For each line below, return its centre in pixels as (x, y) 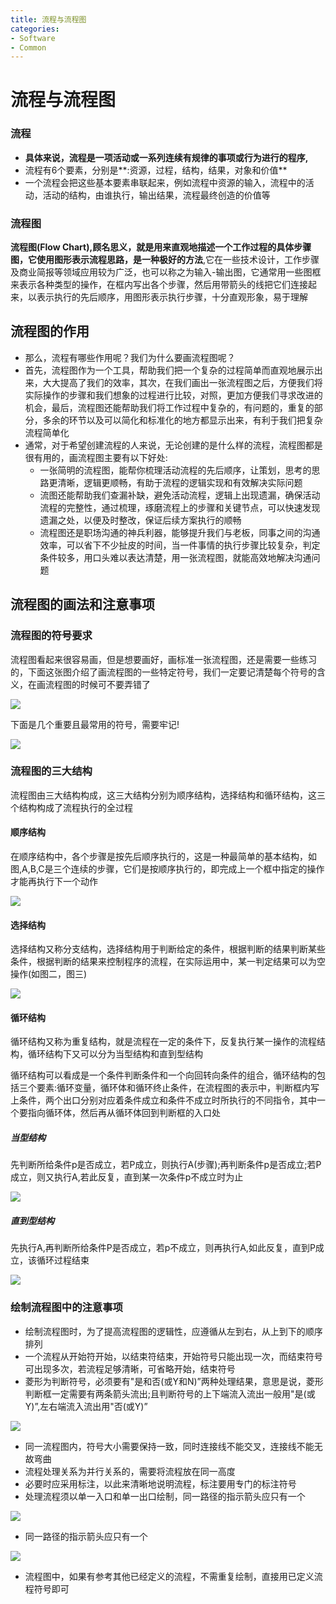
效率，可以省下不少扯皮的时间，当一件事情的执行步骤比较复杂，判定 (180, 545)
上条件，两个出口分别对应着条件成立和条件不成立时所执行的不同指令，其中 (163, 1100)
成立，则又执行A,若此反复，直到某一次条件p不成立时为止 (127, 1177)
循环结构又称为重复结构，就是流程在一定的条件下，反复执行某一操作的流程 (163, 1042)
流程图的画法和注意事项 (82, 604)
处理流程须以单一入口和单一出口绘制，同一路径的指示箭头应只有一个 (165, 1496)
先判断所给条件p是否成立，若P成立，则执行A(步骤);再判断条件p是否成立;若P (166, 1165)
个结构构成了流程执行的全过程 (71, 807)
